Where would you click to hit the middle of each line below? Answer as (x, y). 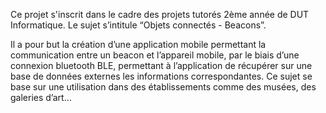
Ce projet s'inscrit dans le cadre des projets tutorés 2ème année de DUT (160, 14)
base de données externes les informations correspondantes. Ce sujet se (161, 76)
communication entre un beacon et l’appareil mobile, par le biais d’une (155, 55)
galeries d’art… (41, 97)
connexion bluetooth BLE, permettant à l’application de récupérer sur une (161, 65)
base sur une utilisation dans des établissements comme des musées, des (163, 87)
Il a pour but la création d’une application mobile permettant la (138, 44)
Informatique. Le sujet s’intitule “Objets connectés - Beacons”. (138, 25)
